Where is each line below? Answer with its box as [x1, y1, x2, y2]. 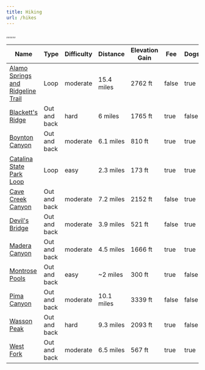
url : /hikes [6, 15, 37, 21]
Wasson [9, 316, 32, 325]
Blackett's [9, 108, 38, 116]
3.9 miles [98, 220, 125, 229]
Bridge [9, 224, 29, 232]
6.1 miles [98, 137, 125, 145]
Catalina [9, 154, 34, 163]
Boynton [9, 133, 34, 141]
